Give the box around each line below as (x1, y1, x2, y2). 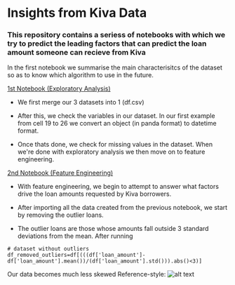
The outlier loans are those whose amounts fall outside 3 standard (17, 225, 209, 233)
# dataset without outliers (7, 246, 90, 253)
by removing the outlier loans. (17, 211, 104, 219)
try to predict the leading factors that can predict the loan (7, 39, 207, 48)
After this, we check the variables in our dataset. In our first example (17, 112, 215, 120)
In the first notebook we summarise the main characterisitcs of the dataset (7, 63, 223, 72)
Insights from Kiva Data (7, 5, 147, 21)
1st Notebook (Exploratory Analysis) (7, 84, 111, 93)
